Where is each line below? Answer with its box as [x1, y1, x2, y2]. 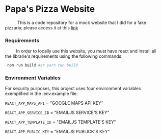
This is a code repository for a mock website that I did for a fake [17, 20, 146, 25]
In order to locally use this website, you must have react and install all [16, 48, 157, 54]
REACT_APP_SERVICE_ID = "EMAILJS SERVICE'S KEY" [5, 110, 109, 116]
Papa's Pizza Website [5, 3, 95, 15]
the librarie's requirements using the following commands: [5, 53, 123, 59]
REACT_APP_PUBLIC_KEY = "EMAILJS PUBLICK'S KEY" [5, 129, 110, 135]
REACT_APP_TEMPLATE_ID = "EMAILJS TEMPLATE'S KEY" [5, 119, 116, 125]
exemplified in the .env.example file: [5, 91, 78, 96]
